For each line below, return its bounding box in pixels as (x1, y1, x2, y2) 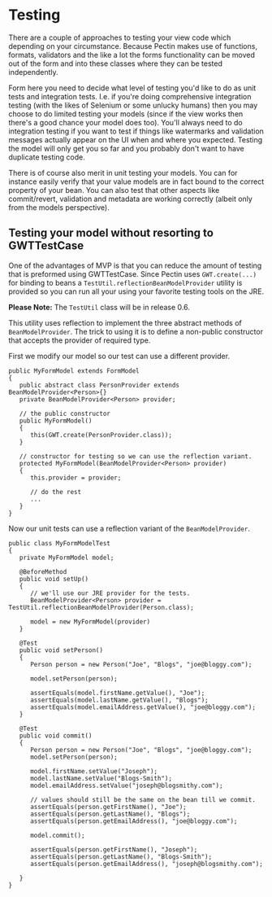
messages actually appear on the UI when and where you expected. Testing (8, 134, 263, 144)
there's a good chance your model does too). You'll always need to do (8, 117, 243, 127)
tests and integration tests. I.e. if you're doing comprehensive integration (8, 91, 252, 101)
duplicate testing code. (8, 152, 85, 162)
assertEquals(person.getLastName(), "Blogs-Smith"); (29, 852, 213, 860)
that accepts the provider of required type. (8, 335, 151, 345)
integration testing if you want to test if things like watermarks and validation (8, 126, 264, 136)
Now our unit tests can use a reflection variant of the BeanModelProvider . (8, 523, 250, 533)
